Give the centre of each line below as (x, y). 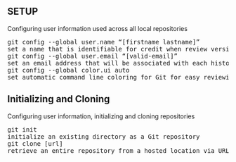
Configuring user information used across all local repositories (98, 28)
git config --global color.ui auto (68, 70)
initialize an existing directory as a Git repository (104, 136)
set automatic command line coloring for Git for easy (104, 77)
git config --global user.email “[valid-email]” (92, 56)
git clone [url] (35, 143)
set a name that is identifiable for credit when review (107, 49)
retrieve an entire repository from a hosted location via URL (118, 150)
